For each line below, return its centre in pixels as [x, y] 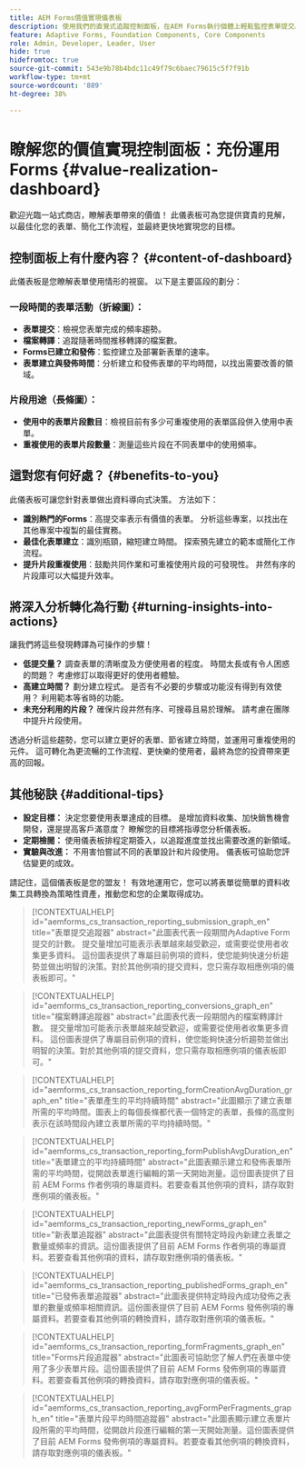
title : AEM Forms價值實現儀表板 [66, 18]
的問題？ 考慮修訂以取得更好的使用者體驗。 [103, 675]
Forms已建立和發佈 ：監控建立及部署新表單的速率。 [118, 352]
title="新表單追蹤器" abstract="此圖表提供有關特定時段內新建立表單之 [162, 1235]
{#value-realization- [141, 170]
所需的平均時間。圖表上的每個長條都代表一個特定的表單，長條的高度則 [163, 1112]
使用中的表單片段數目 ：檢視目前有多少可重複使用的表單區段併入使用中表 [157, 421]
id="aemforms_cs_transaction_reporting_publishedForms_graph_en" [160, 1285]
